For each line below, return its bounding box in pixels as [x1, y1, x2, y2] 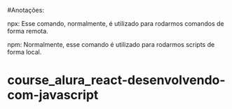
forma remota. [7, 27, 49, 35]
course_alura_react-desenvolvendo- [7, 73, 226, 88]
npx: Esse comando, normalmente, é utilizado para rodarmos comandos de [7, 20, 224, 27]
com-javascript [7, 87, 99, 103]
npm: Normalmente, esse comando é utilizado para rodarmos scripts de [7, 41, 215, 48]
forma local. [7, 48, 42, 56]
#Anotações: [7, 6, 44, 14]
